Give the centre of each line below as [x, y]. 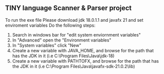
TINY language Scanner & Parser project [68, 8]
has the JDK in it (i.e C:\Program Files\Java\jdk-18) [63, 56]
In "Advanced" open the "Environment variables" [62, 40]
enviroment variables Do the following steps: [50, 25]
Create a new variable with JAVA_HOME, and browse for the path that [83, 50]
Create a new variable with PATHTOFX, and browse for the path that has [85, 61]
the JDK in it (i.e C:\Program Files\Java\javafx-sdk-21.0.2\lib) [74, 66]
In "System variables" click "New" [47, 45]
